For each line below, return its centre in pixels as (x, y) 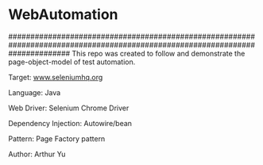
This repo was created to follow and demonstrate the (159, 53)
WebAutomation (63, 15)
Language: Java (35, 92)
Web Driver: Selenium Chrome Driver (69, 108)
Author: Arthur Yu (37, 154)
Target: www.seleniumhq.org (56, 77)
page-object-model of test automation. (72, 62)
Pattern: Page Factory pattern (57, 138)
